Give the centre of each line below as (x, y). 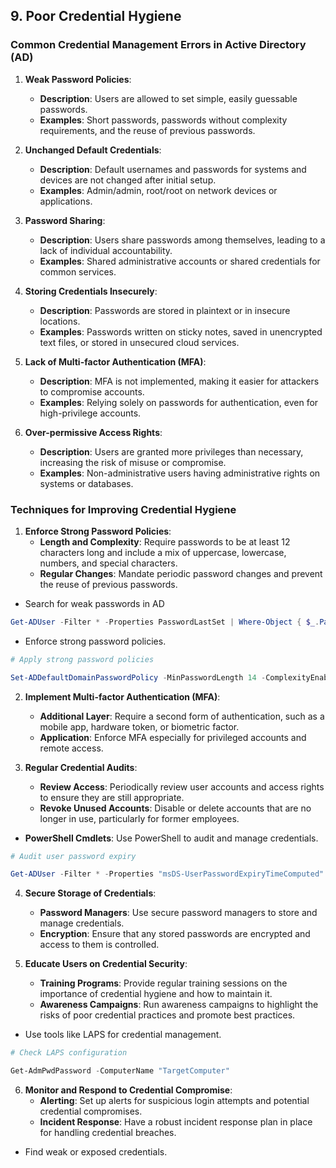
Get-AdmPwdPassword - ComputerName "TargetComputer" (120, 1071)
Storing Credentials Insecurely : (91, 291)
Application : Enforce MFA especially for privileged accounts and (173, 737)
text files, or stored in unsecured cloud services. (139, 342)
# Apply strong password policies (82, 659)
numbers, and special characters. (108, 563)
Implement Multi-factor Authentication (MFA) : (122, 696)
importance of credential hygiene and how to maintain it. (156, 994)
